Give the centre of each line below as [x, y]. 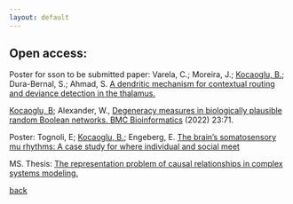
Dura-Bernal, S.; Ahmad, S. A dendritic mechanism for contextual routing [142, 84]
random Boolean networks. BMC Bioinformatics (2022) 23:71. [121, 120]
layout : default [39, 17]
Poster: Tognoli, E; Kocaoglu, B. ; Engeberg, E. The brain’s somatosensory [143, 137]
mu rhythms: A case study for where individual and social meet [124, 146]
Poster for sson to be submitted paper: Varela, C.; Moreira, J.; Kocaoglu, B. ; [147, 75]
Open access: [48, 54]
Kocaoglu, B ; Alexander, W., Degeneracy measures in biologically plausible [146, 111]
